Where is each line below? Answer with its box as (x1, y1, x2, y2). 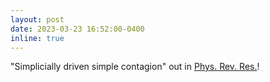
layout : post (10, 14, 65, 25)
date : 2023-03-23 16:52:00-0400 (10, 24, 145, 34)
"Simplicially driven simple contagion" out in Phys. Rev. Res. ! (10, 61, 260, 73)
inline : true (10, 33, 65, 43)
